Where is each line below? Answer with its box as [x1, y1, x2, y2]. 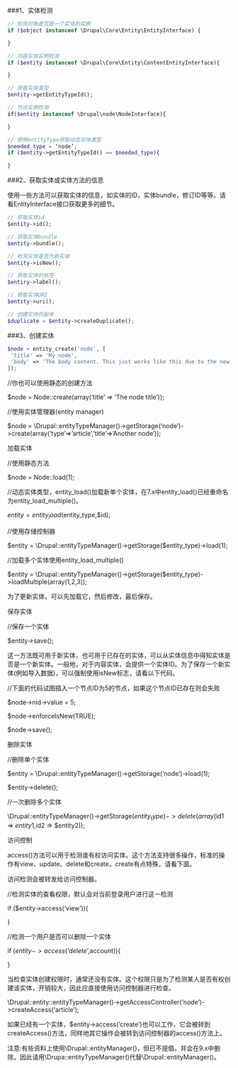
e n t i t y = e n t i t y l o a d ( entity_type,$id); [7, 511, 111, 521]
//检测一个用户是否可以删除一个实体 [7, 932, 112, 940]
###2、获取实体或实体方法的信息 [7, 176, 104, 184]
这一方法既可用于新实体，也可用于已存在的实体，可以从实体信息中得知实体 [7, 651, 225, 659]
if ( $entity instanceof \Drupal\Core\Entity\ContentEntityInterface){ [7, 59, 220, 66]
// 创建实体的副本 [7, 310, 55, 317]
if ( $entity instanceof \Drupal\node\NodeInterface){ [7, 111, 166, 118]
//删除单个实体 [7, 755, 50, 763]
